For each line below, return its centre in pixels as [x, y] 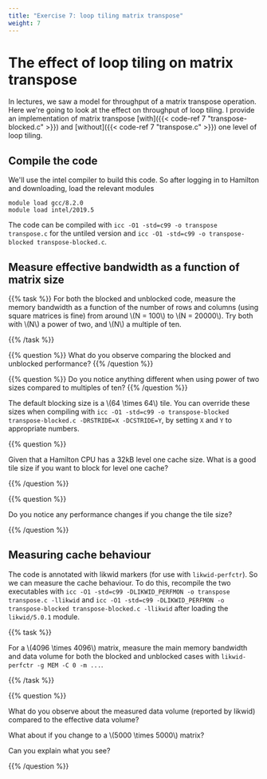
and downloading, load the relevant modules [81, 189]
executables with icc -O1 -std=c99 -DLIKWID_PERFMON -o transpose [119, 591]
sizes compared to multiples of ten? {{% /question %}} [98, 388]
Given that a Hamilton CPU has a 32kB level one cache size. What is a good [132, 459]
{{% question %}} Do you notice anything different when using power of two [134, 380]
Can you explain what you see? [59, 750]
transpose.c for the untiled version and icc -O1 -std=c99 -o [107, 233]
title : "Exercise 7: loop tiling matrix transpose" [96, 16]
